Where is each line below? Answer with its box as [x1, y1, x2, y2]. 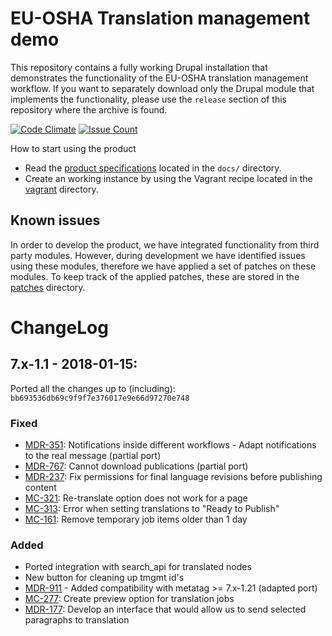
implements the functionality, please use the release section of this [10, 93, 287, 105]
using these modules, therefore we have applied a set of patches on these [10, 260, 317, 272]
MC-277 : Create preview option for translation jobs [24, 593, 235, 605]
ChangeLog [10, 316, 109, 339]
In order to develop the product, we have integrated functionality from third [10, 238, 320, 251]
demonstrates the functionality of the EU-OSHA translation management [10, 72, 309, 84]
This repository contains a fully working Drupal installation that [10, 61, 268, 73]
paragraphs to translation [24, 614, 130, 626]
